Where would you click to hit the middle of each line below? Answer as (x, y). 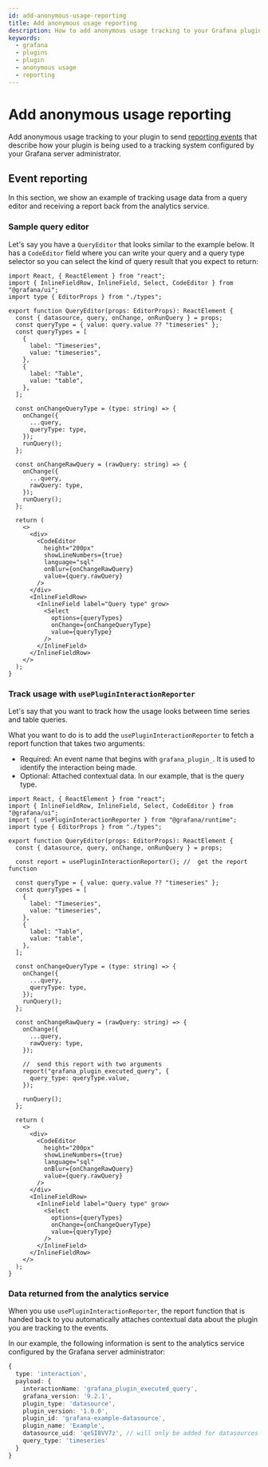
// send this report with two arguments (92, 1064)
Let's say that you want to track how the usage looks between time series (129, 711)
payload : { (33, 1382)
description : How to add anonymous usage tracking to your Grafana (123, 30)
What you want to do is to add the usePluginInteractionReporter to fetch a (131, 735)
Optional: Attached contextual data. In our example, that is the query (132, 775)
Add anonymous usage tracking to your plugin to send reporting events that (133, 136)
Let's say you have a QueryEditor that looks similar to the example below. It (132, 244)
